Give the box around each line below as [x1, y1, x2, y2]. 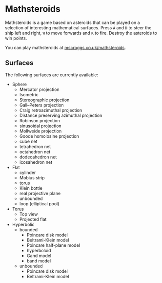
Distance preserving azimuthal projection [19, 112, 102, 118]
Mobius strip [19, 174, 45, 180]
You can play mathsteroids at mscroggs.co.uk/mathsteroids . [5, 44, 126, 50]
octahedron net [19, 149, 51, 154]
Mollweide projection [19, 128, 62, 134]
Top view [19, 211, 38, 217]
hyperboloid [26, 247, 51, 253]
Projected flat [19, 216, 47, 222]
